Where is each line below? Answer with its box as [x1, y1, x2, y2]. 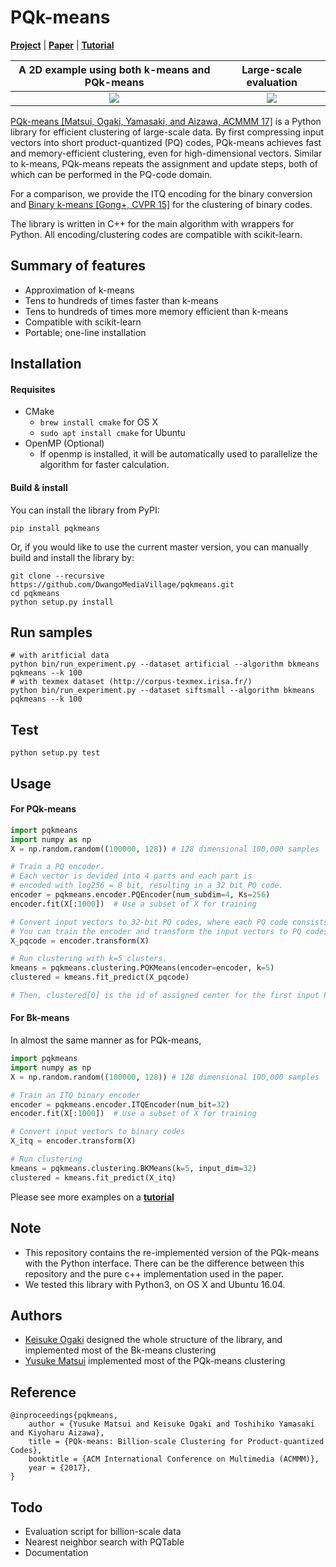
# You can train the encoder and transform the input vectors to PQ [10, 926, 302, 936]
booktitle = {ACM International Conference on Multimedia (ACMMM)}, [28, 1454, 320, 1465]
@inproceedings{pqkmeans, [10, 1411, 118, 1421]
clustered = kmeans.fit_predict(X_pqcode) [10, 972, 190, 983]
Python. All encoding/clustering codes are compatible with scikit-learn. [10, 228, 303, 240]
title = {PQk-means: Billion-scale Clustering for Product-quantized [28, 1437, 325, 1447]
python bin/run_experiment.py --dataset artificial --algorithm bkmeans [10, 659, 320, 670]
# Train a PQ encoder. [10, 862, 105, 872]
